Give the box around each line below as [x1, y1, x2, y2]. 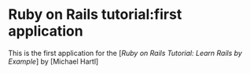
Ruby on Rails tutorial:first [8, 6, 182, 24]
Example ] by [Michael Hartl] [8, 57, 99, 66]
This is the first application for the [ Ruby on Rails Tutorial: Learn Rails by [8, 48, 242, 57]
